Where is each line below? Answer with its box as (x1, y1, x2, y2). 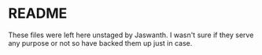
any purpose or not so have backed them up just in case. (8, 38, 193, 47)
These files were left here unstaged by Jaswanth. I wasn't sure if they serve (8, 30, 254, 40)
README (8, 5, 68, 22)
